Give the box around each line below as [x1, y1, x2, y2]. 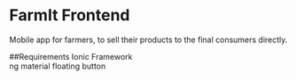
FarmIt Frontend [9, 5, 130, 25]
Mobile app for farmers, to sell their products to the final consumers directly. [9, 34, 288, 45]
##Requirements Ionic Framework [9, 51, 133, 62]
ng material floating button [9, 61, 106, 71]
